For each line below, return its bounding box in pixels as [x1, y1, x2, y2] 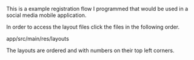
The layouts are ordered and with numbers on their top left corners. [6, 47, 175, 54]
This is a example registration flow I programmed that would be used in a [6, 5, 189, 12]
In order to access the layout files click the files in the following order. [6, 24, 180, 30]
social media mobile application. [6, 12, 87, 19]
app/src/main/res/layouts [6, 35, 70, 42]
